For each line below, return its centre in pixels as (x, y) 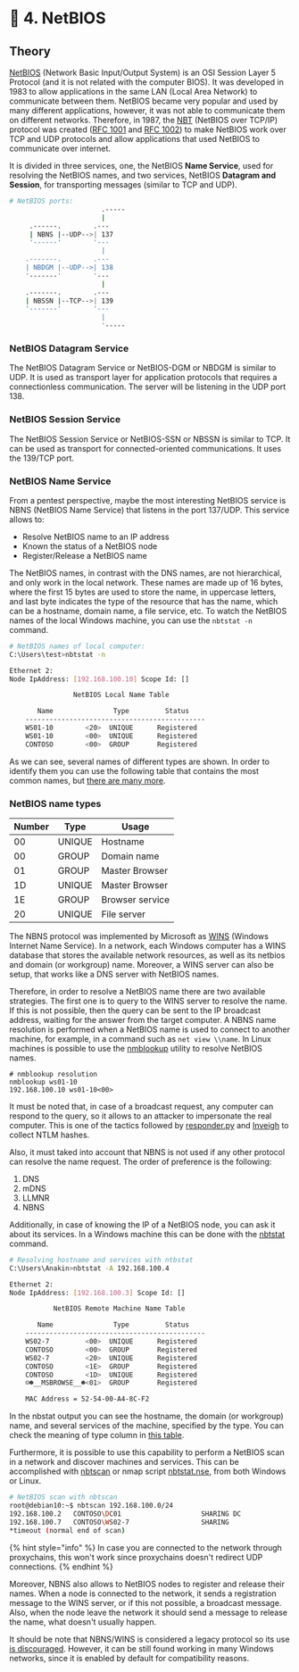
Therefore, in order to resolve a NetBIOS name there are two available (137, 991)
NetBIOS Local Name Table (121, 695)
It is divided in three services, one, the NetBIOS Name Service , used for (141, 166)
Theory (30, 51)
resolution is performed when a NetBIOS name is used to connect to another (150, 1029)
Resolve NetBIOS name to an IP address (96, 537)
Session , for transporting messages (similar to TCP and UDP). (124, 185)
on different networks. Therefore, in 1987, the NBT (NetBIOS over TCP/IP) (144, 120)
